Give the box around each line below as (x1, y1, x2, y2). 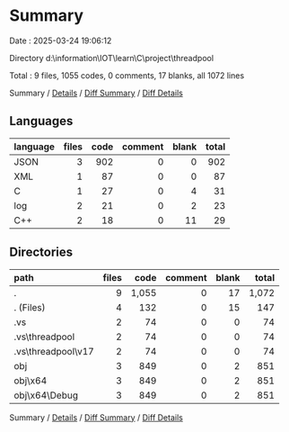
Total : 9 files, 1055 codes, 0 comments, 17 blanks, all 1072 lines (9, 69, 245, 81)
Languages (9, 113, 74, 129)
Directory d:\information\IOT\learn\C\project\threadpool (9, 52, 214, 63)
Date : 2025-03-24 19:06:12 (9, 35, 112, 46)
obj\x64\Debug (13, 389, 79, 401)
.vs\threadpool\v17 (13, 345, 94, 357)
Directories (9, 245, 74, 260)
